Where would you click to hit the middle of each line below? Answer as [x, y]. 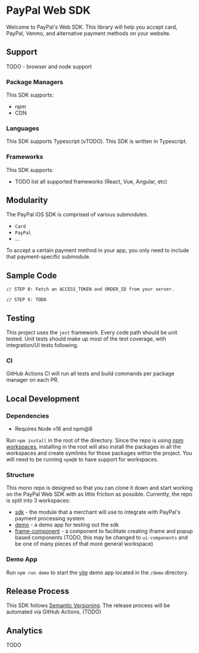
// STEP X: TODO [26, 300]
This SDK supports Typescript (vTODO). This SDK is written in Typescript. [97, 142]
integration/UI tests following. [42, 345]
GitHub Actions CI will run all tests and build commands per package [90, 373]
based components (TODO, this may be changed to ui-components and [101, 538]
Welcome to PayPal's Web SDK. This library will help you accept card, [92, 27]
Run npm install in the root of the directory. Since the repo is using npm [95, 440]
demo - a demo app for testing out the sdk [67, 525]
